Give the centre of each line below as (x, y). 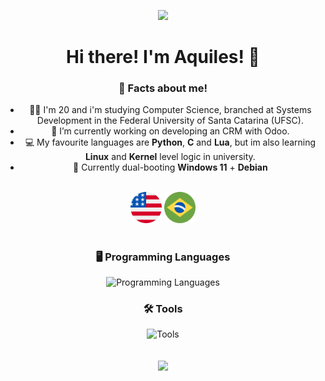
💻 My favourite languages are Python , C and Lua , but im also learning (170, 142)
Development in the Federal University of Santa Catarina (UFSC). (170, 121)
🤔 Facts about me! (163, 88)
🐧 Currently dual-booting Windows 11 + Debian (170, 167)
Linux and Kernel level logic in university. (170, 157)
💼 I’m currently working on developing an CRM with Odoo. (170, 131)
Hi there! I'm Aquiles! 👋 (163, 57)
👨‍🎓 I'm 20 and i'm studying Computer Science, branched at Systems (170, 110)
